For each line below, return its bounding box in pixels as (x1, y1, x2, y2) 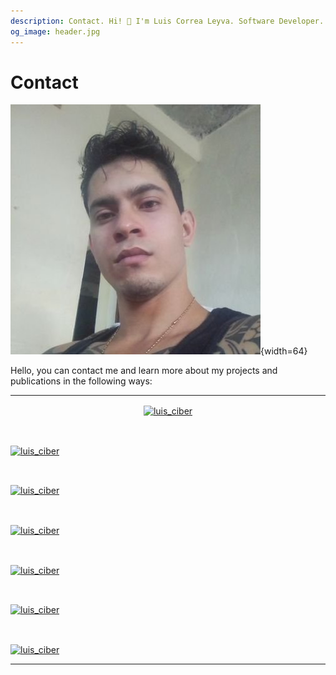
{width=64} (260, 345, 308, 357)
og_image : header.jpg (10, 26, 101, 37)
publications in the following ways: (10, 375, 153, 387)
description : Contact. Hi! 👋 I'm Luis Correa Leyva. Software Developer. (10, 16, 325, 26)
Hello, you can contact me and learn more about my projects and (10, 365, 278, 377)
